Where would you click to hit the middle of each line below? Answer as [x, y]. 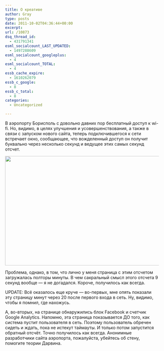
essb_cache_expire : [25, 73]
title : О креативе [24, 10]
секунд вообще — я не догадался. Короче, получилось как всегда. [75, 283]
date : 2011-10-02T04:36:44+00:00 [39, 23]
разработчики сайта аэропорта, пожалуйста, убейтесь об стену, [72, 338]
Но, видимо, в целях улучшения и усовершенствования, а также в [79, 128]
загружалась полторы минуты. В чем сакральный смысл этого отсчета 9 [82, 277]
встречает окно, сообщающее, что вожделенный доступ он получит [76, 139]
